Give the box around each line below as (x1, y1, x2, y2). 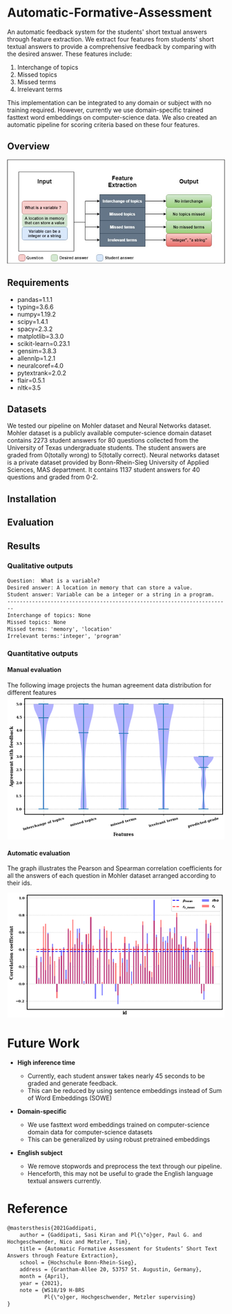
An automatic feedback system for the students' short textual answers (7, 28, 207, 36)
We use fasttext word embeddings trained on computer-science (27, 1121, 210, 1129)
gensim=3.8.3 (17, 347, 57, 355)
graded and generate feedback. (27, 1079, 119, 1087)
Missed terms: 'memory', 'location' (7, 625, 113, 633)
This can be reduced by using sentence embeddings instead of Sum (27, 1086, 222, 1094)
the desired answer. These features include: (7, 50, 133, 58)
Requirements (7, 277, 69, 289)
